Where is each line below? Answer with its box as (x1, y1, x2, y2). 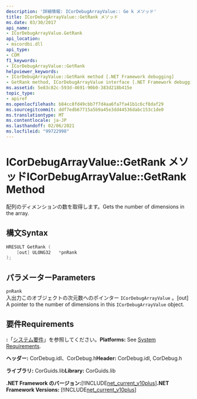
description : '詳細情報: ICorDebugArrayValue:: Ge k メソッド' (6, 8, 157, 15)
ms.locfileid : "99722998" (6, 128, 69, 135)
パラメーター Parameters (6, 272, 96, 282)
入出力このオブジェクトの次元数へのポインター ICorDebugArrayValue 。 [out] (6, 294, 189, 302)
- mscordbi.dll (6, 42, 43, 47)
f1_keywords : (6, 57, 38, 63)
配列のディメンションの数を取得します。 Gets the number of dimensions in (6, 203, 185, 210)
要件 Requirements (6, 319, 74, 329)
